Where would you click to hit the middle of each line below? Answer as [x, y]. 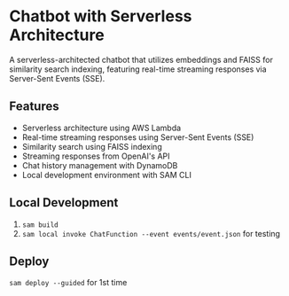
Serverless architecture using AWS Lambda [102, 128]
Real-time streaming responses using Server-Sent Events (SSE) [138, 137]
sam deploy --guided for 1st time [68, 283]
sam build [40, 225]
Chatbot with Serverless [101, 16]
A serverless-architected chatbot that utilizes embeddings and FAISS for [141, 59]
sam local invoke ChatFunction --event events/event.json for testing [151, 233]
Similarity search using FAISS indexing [92, 146]
